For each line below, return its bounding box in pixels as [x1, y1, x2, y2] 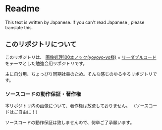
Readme [5, 3, 40, 14]
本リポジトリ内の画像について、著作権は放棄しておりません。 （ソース [5, 103, 149, 109]
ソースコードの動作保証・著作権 [5, 90, 81, 97]
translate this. [5, 24, 33, 30]
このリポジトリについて [5, 40, 77, 48]
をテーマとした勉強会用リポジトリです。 [5, 60, 88, 66]
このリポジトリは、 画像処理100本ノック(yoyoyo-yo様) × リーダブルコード [5, 54, 157, 60]
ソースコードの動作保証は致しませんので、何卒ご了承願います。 [5, 120, 135, 126]
